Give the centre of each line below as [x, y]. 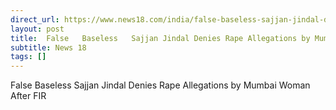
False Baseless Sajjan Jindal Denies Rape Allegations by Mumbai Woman [160, 85]
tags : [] [28, 57]
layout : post [37, 29]
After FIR [28, 96]
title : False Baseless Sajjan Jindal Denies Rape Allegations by [160, 38]
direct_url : [35, 19]
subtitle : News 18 [48, 47]
